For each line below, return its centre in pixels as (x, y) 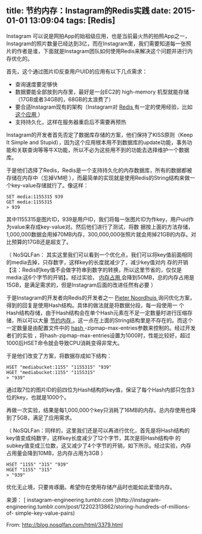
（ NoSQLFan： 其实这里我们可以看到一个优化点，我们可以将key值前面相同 (99, 255)
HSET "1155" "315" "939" (37, 464)
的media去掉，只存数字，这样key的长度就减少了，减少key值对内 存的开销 (97, 262)
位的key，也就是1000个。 (38, 397)
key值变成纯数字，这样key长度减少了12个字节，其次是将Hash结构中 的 (93, 438)
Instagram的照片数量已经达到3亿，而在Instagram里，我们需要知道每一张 (96, 43)
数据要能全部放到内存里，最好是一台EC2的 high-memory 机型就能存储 (102, 92)
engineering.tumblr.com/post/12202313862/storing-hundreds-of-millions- (98, 506)
